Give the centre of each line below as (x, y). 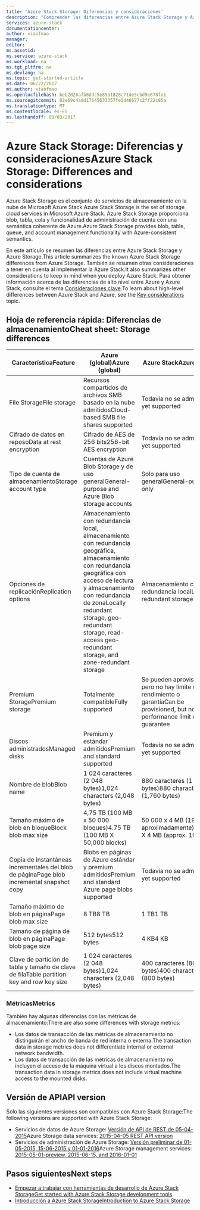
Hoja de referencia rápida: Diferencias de (84, 320)
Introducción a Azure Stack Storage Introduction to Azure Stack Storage (102, 1200)
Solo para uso (161, 474)
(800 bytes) (158, 978)
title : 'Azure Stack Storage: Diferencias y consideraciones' (85, 12)
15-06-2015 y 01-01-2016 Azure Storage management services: (115, 1149)
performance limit (166, 717)
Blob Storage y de (108, 466)
